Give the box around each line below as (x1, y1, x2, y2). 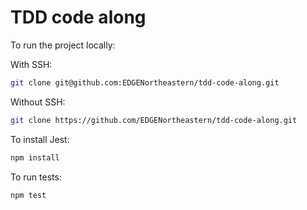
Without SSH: (10, 96, 66, 108)
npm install (10, 152, 60, 163)
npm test (10, 190, 47, 200)
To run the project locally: (10, 39, 116, 51)
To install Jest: (10, 133, 70, 145)
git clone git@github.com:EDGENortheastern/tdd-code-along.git (10, 77, 280, 88)
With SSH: (10, 58, 53, 70)
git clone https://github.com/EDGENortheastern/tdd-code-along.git (10, 115, 298, 125)
